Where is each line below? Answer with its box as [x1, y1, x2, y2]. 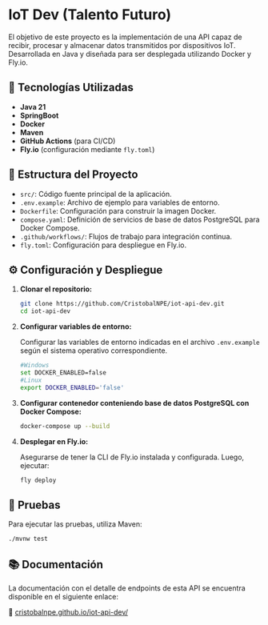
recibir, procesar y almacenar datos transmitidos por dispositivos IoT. [8, 40, 236, 50]
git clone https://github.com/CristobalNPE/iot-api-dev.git [19, 300, 225, 308]
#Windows [19, 362, 50, 370]
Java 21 [19, 102, 46, 111]
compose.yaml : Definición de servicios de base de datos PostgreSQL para [19, 214, 260, 224]
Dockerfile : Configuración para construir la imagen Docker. [19, 206, 217, 215]
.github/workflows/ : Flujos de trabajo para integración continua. [19, 231, 233, 241]
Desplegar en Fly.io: [19, 436, 89, 446]
